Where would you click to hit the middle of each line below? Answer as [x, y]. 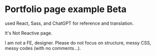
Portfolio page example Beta [66, 9]
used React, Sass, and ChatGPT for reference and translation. [69, 23]
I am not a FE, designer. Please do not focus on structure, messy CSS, [78, 43]
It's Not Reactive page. [29, 33]
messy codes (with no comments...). [43, 48]
